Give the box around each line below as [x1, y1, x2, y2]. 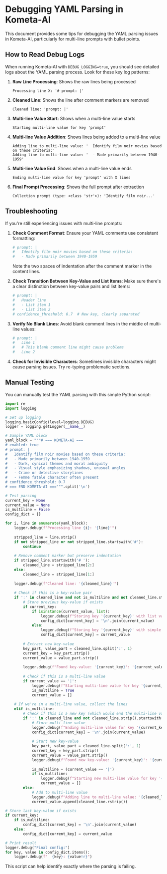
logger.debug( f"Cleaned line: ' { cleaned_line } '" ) [14, 581, 119, 586]
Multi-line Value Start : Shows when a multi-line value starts [12, 115, 136, 121]
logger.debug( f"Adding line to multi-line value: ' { [31, 795, 143, 800]
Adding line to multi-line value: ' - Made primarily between [12, 152, 147, 157]
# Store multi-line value [31, 720, 85, 725]
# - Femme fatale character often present [5, 475, 99, 480]
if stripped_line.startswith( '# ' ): [14, 558, 90, 563]
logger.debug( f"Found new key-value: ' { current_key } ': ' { [31, 757, 155, 762]
